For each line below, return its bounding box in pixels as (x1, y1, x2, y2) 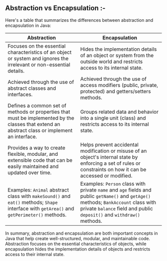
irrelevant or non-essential (7, 61, 71, 68)
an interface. (7, 133, 37, 140)
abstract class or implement (7, 127, 73, 133)
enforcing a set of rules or (80, 160, 141, 167)
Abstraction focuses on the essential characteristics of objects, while (5, 241, 147, 247)
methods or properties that (7, 108, 71, 115)
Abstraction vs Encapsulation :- (5, 4, 106, 12)
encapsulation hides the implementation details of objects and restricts (5, 246, 151, 252)
